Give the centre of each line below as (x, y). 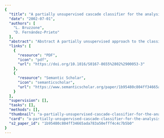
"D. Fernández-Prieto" (36, 32)
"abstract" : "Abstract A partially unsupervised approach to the (77, 42)
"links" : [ (20, 46)
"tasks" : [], (22, 105)
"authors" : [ (22, 23)
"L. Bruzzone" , (29, 28)
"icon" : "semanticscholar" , (46, 82)
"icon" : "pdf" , (33, 60)
